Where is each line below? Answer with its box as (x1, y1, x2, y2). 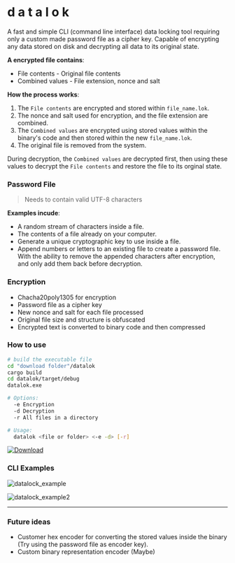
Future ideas (7, 517, 51, 527)
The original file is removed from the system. (17, 141, 147, 149)
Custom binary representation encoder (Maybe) (17, 548, 155, 556)
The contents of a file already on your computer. (17, 230, 157, 238)
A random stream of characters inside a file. (17, 222, 145, 231)
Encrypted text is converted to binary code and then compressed (17, 322, 206, 331)
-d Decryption (13, 407, 55, 415)
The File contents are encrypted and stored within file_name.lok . (17, 104, 210, 112)
